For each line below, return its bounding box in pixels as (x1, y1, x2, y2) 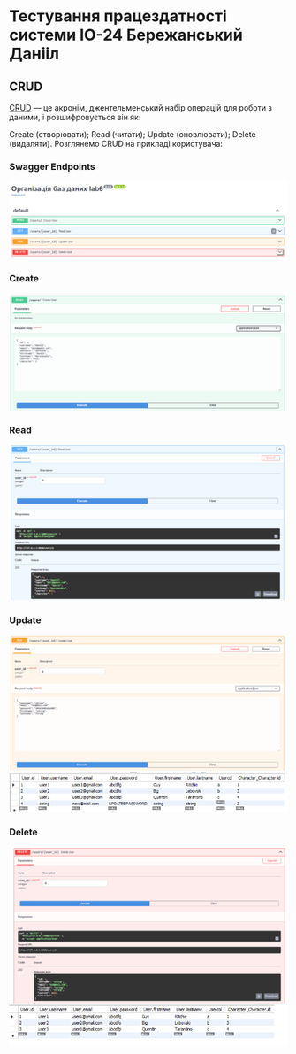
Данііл (9, 44, 60, 64)
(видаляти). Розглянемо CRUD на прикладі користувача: (9, 139, 224, 149)
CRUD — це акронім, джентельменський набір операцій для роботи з (9, 103, 272, 112)
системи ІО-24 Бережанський (9, 25, 243, 45)
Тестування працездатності (9, 6, 227, 27)
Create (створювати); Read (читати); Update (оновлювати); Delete (9, 129, 256, 139)
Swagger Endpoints (9, 160, 95, 173)
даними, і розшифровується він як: (9, 112, 141, 122)
